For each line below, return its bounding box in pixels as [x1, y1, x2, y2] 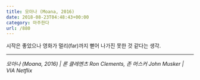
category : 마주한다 [6, 20, 49, 25]
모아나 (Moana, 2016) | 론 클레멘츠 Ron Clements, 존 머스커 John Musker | [6, 60, 185, 68]
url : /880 [6, 25, 31, 31]
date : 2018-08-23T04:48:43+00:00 [6, 14, 89, 20]
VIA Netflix [6, 67, 33, 74]
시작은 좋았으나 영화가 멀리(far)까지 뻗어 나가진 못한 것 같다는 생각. [6, 42, 161, 49]
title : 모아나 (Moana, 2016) [6, 8, 75, 15]
